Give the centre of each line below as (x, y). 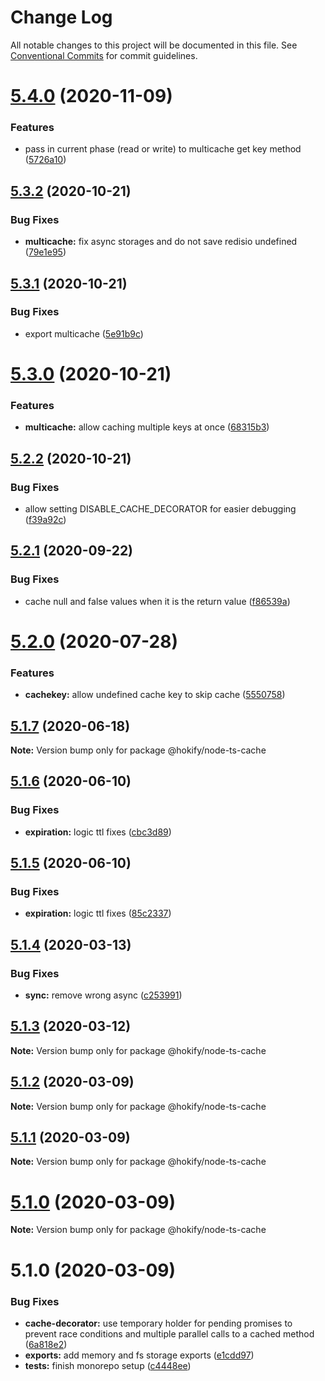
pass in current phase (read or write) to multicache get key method (163, 149)
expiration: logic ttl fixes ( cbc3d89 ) (98, 832)
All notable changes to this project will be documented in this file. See (154, 45)
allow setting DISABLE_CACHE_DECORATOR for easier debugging (160, 508)
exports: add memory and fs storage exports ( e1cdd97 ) (139, 1355)
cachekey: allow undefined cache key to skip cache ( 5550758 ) (155, 695)
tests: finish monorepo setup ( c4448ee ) (108, 1365)
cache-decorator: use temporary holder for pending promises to (158, 1323)
